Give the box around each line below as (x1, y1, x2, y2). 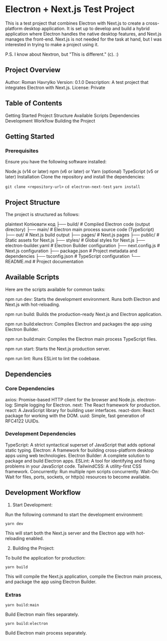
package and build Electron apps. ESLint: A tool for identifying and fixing (5, 458, 155, 464)
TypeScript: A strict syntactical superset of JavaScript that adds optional (5, 442, 155, 448)
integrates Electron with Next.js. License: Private (5, 84, 105, 90)
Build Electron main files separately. (5, 611, 79, 617)
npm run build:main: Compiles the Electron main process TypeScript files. (5, 336, 157, 342)
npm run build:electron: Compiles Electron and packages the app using (5, 320, 152, 327)
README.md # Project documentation (5, 259, 84, 265)
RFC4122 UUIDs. (5, 418, 40, 424)
